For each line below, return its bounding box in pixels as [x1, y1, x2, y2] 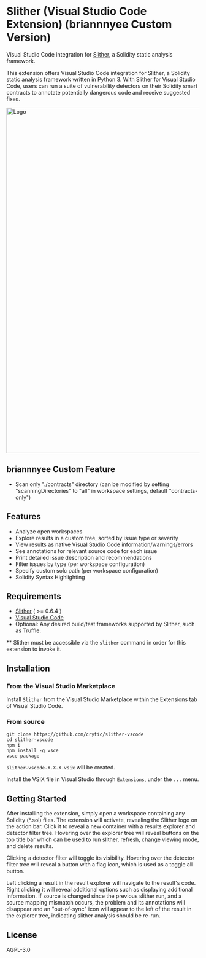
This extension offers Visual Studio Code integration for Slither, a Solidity [6, 69, 190, 76]
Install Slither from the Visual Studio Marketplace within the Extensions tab [6, 696, 197, 703]
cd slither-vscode [6, 737, 53, 743]
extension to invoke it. [6, 645, 62, 653]
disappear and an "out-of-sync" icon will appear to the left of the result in [6, 905, 192, 913]
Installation [6, 663, 50, 673]
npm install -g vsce [6, 748, 59, 754]
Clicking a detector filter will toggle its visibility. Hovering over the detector [6, 854, 195, 862]
